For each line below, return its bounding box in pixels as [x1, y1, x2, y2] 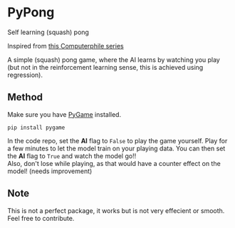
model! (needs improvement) [7, 167, 93, 175]
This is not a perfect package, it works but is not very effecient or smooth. [7, 206, 225, 214]
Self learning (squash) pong [7, 28, 89, 36]
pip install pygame [7, 124, 66, 131]
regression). [7, 71, 43, 79]
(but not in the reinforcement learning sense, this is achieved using [7, 63, 204, 71]
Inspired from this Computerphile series [7, 41, 124, 50]
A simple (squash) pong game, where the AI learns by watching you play [7, 55, 221, 64]
